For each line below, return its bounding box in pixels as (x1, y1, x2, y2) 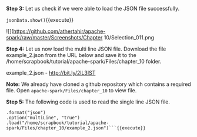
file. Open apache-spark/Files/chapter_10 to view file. (6, 87, 137, 93)
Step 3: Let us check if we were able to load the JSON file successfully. (6, 5, 180, 12)
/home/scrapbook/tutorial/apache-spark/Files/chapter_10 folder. (6, 58, 162, 65)
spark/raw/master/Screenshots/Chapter (6, 34, 103, 41)
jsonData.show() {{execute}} (6, 16, 74, 23)
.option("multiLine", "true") (6, 115, 81, 121)
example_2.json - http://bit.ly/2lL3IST (6, 69, 96, 76)
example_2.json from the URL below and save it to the (6, 52, 136, 58)
